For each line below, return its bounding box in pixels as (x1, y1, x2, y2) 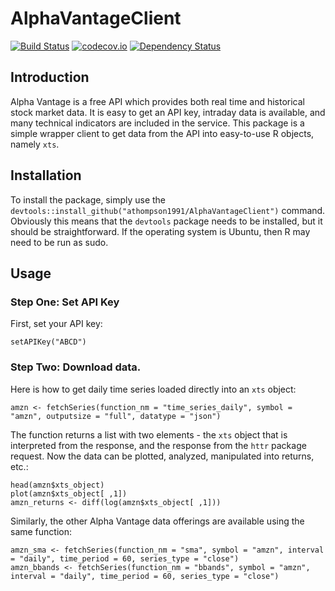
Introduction (10, 69, 90, 86)
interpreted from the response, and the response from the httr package (10, 439, 307, 451)
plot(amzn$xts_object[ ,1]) (10, 488, 128, 499)
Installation (10, 167, 82, 184)
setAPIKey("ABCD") (10, 337, 87, 347)
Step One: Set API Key (10, 295, 120, 309)
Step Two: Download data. (10, 360, 142, 374)
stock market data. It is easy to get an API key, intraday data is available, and (10, 106, 326, 118)
